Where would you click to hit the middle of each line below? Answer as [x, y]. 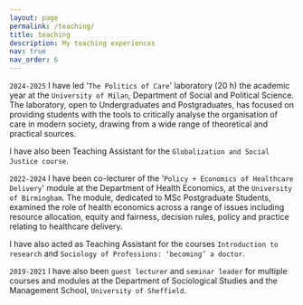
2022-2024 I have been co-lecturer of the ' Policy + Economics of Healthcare [151, 178]
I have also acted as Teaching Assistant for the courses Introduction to [144, 244]
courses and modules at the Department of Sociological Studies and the [144, 281]
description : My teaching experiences [82, 43]
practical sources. [43, 133]
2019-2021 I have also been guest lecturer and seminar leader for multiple [148, 271]
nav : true [28, 52]
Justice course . [39, 161]
